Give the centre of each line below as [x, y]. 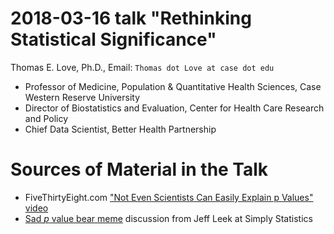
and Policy [46, 118]
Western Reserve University [82, 97]
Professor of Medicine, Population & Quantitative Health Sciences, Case [173, 86]
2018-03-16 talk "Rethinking [131, 18]
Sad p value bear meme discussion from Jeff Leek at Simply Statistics [168, 218]
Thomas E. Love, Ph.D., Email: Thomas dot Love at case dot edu [142, 67]
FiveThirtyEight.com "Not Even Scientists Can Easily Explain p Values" [169, 197]
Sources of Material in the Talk [139, 169]
